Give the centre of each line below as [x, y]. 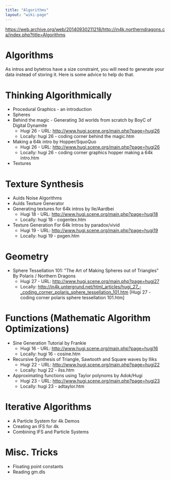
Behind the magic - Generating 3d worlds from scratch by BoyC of [82, 120]
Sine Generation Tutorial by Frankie [49, 343]
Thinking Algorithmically [59, 95]
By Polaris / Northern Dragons [44, 276]
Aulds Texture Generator [38, 204]
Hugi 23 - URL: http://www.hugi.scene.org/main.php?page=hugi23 [90, 381]
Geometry [27, 256]
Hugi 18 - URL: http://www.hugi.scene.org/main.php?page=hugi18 [89, 214]
